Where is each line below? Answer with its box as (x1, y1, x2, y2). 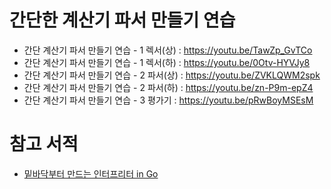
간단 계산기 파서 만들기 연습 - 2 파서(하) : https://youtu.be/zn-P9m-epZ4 (23, 81, 314, 93)
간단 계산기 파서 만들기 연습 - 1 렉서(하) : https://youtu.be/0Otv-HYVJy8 (23, 56, 311, 68)
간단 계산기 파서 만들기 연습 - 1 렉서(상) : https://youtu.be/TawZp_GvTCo (23, 44, 313, 56)
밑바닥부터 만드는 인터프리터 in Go (23, 167, 159, 180)
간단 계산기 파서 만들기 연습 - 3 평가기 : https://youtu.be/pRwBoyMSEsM (23, 94, 314, 106)
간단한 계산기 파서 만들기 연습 (9, 9, 236, 32)
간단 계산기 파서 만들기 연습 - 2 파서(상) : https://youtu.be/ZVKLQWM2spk (23, 69, 321, 81)
